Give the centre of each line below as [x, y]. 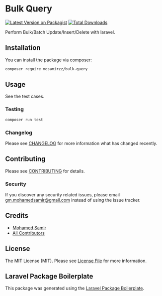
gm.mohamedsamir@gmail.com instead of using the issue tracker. [73, 200]
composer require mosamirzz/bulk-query [46, 69]
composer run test [24, 120]
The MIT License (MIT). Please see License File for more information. [76, 261]
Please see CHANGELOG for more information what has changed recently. [81, 143]
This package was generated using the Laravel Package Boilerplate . [75, 288]
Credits [17, 216]
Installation [23, 48]
